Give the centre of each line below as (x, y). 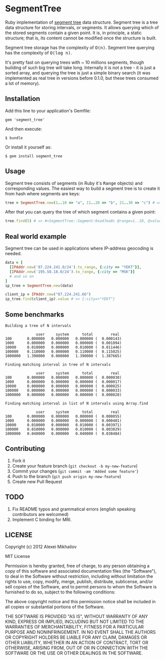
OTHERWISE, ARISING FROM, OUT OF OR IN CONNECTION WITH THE (77, 648)
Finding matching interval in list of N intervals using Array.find (77, 403)
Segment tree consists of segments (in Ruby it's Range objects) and (74, 183)
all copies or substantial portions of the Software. (55, 607)
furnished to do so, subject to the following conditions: (60, 592)
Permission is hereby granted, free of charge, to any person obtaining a (77, 566)
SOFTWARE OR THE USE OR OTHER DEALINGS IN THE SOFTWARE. (74, 653)
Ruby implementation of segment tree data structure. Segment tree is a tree (82, 22)
